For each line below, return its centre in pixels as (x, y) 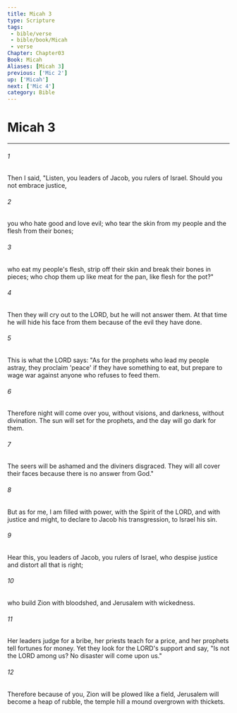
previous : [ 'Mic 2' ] (38, 73)
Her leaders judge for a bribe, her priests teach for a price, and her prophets (118, 641)
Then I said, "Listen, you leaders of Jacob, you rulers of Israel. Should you (115, 178)
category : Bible (31, 92)
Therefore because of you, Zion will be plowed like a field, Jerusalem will (113, 694)
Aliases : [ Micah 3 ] (36, 66)
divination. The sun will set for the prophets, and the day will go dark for (112, 421)
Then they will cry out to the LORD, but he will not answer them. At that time (117, 314)
